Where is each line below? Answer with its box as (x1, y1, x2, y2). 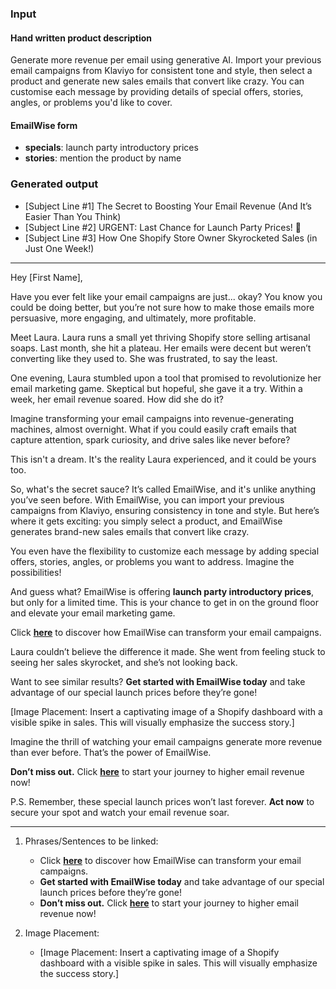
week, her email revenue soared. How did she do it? (10, 393, 224, 405)
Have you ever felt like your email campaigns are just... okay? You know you (10, 290, 323, 302)
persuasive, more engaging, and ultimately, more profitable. (10, 312, 257, 324)
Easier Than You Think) (24, 210, 122, 222)
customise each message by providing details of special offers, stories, (10, 86, 304, 98)
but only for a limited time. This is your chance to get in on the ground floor (10, 596, 320, 608)
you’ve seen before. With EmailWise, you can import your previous (10, 493, 285, 506)
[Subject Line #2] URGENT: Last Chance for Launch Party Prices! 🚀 (24, 221, 302, 233)
